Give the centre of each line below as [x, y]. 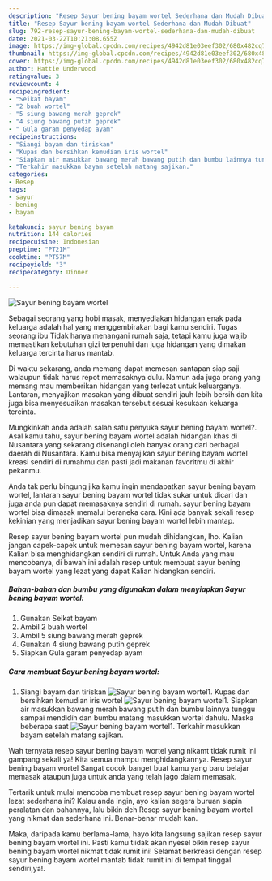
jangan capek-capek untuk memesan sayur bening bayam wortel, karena [130, 545]
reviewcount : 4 [34, 84]
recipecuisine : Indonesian [54, 242]
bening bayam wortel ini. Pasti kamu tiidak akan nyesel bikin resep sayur [129, 843]
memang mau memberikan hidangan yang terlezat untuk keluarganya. [125, 386]
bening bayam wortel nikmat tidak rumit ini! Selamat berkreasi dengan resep [136, 851]
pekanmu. [25, 470]
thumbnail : [27, 54]
